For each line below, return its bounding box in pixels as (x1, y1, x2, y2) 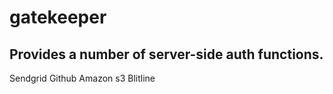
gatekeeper (9, 6, 107, 29)
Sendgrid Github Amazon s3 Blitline (9, 72, 156, 84)
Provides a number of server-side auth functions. (9, 46, 324, 63)
